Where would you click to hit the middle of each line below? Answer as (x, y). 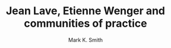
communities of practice (85, 23)
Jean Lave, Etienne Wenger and (85, 11)
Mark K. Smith (85, 40)
